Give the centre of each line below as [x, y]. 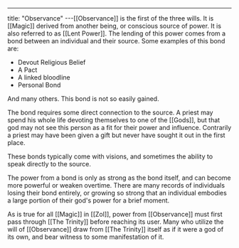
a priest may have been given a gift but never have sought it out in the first [116, 135]
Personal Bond [39, 85]
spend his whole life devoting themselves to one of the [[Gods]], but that [114, 120]
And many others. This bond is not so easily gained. [83, 99]
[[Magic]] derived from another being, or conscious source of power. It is [115, 26]
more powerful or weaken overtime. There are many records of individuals [116, 185]
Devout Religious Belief [52, 62]
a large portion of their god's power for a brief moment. [89, 200]
